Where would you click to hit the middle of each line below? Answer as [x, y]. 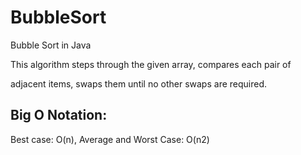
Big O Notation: [59, 115]
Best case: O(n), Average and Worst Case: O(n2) [110, 139]
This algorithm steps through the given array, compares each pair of [151, 64]
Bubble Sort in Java [51, 45]
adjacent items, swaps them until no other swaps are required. [139, 83]
